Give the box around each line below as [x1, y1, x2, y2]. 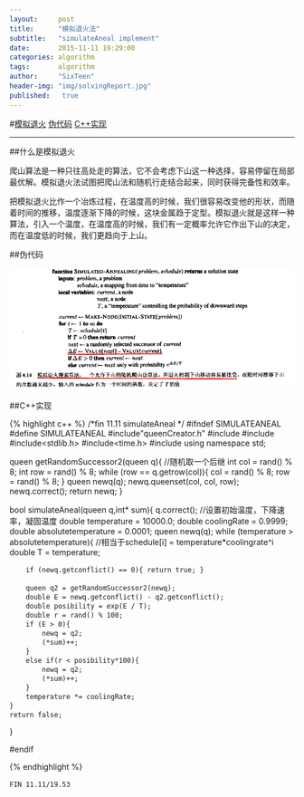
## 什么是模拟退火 [9, 146, 75, 157]
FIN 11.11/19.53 [9, 780, 71, 790]
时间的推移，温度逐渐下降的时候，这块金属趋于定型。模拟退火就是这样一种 [16, 206, 295, 217]
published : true [9, 91, 79, 100]
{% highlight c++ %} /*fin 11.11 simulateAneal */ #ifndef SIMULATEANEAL [9, 418, 282, 429]
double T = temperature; [9, 547, 101, 558]
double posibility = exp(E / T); [25, 602, 152, 611]
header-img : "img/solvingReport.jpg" [9, 82, 152, 91]
